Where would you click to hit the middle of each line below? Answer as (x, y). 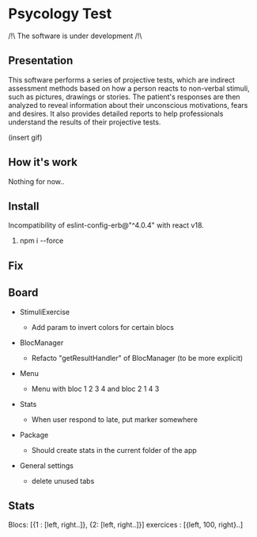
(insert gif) (25, 137)
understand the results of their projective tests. (85, 122)
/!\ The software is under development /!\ (75, 36)
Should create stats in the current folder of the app (114, 450)
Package (34, 435)
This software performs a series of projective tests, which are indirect (122, 79)
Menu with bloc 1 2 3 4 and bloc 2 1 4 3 (95, 389)
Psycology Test (60, 14)
